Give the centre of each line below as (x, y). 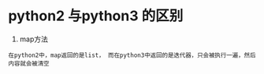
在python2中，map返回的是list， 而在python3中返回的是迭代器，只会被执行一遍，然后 (132, 55)
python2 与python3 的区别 (96, 16)
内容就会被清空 (29, 63)
